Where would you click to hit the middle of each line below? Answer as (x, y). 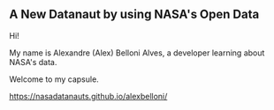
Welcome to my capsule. (54, 79)
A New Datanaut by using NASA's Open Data (134, 15)
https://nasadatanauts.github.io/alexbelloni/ (88, 96)
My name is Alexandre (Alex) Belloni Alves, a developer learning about (137, 53)
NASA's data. (33, 62)
